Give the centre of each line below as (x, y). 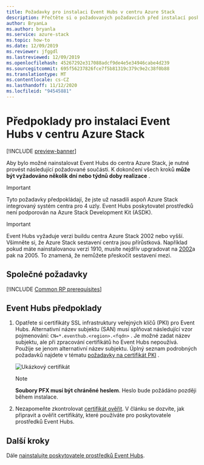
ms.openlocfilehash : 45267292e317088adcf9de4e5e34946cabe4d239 (88, 63)
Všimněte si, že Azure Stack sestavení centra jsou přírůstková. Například (97, 242)
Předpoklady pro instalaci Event (88, 121)
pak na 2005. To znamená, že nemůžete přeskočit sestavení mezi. (89, 255)
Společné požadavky (47, 274)
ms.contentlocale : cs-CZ (38, 80)
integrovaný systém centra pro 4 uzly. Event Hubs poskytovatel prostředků (100, 206)
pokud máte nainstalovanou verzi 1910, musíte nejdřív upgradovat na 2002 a (101, 249)
